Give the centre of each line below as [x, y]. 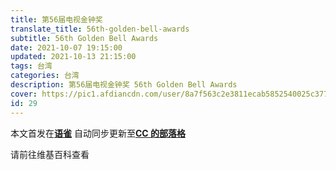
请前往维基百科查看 [50, 154]
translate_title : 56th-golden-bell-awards [100, 29]
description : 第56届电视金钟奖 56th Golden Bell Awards [124, 85]
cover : [24, 94]
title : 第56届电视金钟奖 [56, 19]
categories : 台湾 [45, 76]
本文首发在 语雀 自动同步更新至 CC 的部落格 [98, 133]
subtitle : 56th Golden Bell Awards [84, 38]
